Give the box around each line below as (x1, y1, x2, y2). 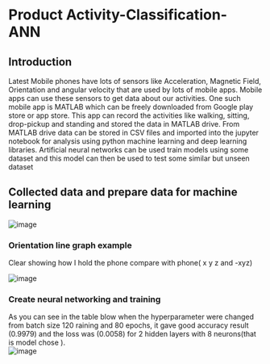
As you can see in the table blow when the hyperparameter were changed (8, 312, 255, 322)
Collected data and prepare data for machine (8, 186, 238, 199)
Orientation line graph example (8, 240, 132, 251)
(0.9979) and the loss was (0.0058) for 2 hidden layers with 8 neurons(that (8, 329, 256, 339)
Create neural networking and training (8, 294, 161, 305)
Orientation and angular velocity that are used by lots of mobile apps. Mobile (8, 85, 263, 94)
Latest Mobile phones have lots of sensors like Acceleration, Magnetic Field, (8, 77, 262, 86)
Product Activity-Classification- (8, 6, 228, 24)
